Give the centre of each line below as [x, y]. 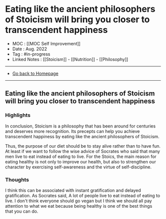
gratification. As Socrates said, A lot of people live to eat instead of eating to [83, 195]
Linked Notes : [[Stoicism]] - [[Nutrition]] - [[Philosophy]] [70, 59]
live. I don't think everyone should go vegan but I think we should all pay [79, 201]
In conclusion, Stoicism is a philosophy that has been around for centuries [80, 126]
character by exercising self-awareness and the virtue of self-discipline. [78, 167]
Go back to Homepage [35, 73]
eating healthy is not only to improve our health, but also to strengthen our [81, 161]
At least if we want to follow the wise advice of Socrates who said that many [83, 151]
